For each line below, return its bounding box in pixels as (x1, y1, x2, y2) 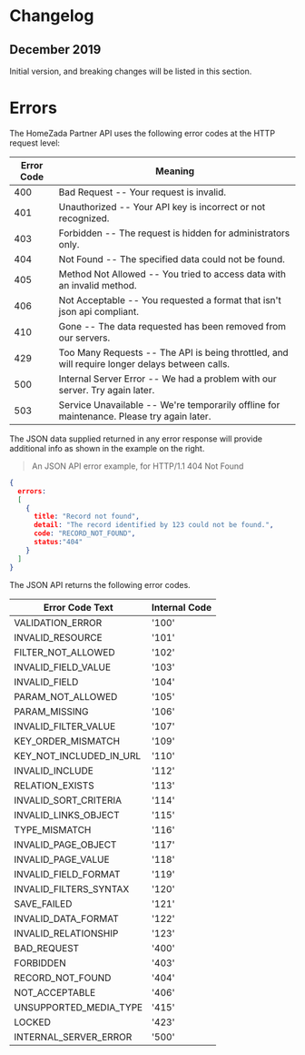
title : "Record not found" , (33, 512, 141, 522)
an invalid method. (58, 279, 138, 291)
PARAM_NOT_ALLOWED (14, 690, 118, 703)
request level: (9, 137, 61, 148)
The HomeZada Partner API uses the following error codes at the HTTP (9, 127, 275, 138)
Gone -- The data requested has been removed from (58, 320, 287, 332)
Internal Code (151, 601, 212, 614)
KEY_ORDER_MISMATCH (14, 735, 121, 747)
